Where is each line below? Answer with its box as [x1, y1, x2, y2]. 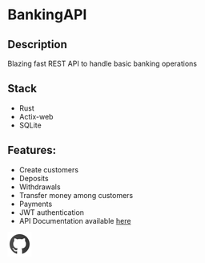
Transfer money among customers [18, 190, 134, 200]
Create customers [18, 164, 79, 174]
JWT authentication [18, 207, 85, 217]
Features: [7, 144, 57, 157]
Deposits [18, 173, 49, 183]
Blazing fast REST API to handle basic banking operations [7, 59, 198, 68]
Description [7, 38, 67, 51]
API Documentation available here [18, 216, 131, 225]
